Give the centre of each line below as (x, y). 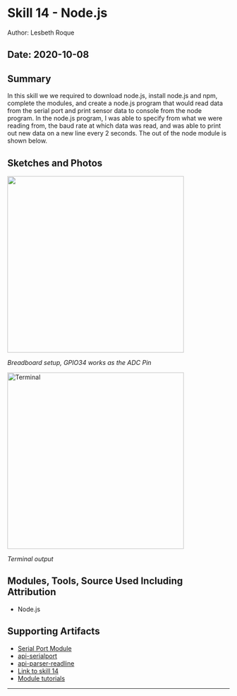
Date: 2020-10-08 (48, 55)
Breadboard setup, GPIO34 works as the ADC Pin (79, 362)
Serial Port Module (44, 648)
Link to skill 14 (38, 671)
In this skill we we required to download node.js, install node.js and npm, (113, 96)
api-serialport (37, 656)
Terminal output (31, 558)
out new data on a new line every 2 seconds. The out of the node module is (117, 133)
